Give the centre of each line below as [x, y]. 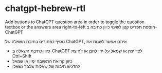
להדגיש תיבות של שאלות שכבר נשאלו [46, 66]
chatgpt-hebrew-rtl [45, 8]
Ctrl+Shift [22, 56]
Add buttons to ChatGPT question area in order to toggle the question [75, 22]
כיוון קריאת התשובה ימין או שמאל [42, 61]
